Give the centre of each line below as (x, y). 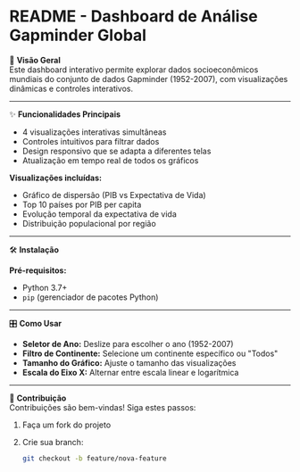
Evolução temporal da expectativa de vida (99, 214)
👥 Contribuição (38, 398)
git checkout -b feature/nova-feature (94, 458)
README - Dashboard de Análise (134, 17)
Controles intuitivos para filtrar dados (91, 141)
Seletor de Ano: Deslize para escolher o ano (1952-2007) (128, 344)
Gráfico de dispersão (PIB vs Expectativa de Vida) (114, 195)
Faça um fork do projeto (67, 425)
